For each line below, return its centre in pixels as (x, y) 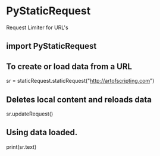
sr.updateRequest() (30, 114)
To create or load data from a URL (69, 66)
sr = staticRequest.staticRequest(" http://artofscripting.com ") (80, 81)
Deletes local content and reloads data (79, 99)
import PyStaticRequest (51, 46)
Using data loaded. (42, 132)
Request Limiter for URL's (37, 27)
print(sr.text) (21, 146)
